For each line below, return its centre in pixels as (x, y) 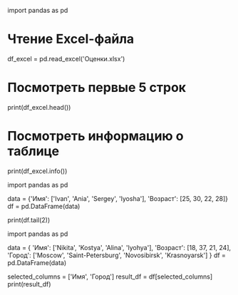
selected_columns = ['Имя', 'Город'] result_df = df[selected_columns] (110, 276)
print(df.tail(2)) (29, 219)
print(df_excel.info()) (37, 171)
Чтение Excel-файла (71, 39)
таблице (33, 151)
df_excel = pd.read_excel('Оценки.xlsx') (66, 58)
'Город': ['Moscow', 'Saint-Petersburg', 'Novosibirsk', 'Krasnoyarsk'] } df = (117, 255)
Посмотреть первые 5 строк (97, 88)
